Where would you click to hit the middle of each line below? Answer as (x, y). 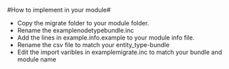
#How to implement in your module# (59, 10)
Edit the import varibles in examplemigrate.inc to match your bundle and (120, 52)
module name (37, 59)
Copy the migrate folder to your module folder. (83, 23)
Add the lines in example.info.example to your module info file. (106, 38)
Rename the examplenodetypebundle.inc (76, 30)
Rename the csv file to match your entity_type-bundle (93, 45)
